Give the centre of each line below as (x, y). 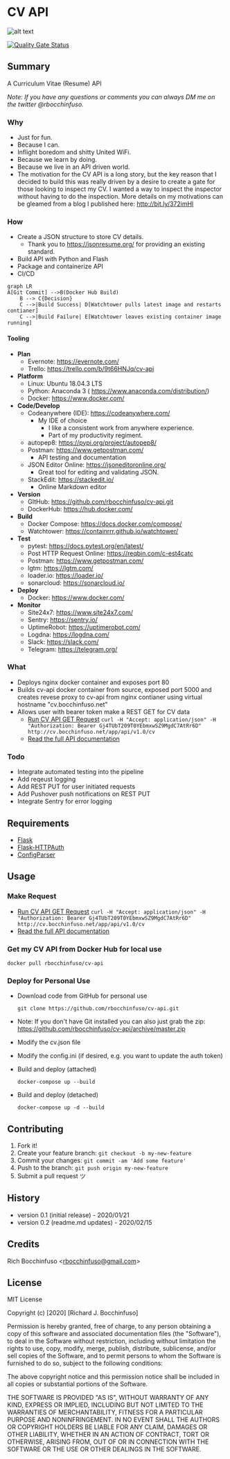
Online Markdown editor (72, 486)
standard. (41, 252)
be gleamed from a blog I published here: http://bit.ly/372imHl (105, 204)
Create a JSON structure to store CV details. (80, 237)
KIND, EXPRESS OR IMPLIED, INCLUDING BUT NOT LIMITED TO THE (105, 1405)
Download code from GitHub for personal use (82, 996)
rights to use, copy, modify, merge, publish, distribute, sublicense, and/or (112, 1349)
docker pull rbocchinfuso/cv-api (55, 963)
